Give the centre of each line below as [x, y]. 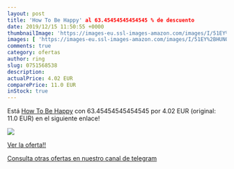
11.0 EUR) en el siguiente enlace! [54, 118]
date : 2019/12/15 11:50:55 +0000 [56, 26]
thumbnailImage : [31, 33]
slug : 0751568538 [32, 65]
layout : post [26, 14]
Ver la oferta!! [27, 145]
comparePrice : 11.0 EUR [42, 85]
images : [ [22, 40]
